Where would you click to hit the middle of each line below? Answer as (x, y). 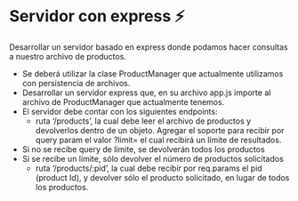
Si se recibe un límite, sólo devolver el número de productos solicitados (153, 158)
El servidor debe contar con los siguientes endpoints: (120, 111)
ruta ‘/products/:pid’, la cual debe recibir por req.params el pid (149, 168)
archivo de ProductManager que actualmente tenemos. (123, 101)
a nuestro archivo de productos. (68, 56)
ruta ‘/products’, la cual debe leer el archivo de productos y (143, 121)
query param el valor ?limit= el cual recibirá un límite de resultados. (158, 140)
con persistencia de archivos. (76, 83)
